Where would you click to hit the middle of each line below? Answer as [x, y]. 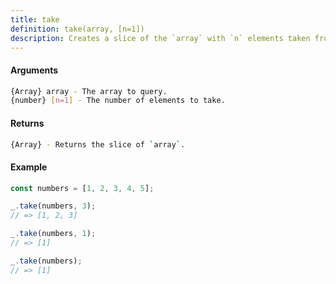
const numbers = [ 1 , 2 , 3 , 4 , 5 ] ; [82, 188]
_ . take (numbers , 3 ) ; [53, 206]
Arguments [34, 70]
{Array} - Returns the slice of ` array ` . [98, 144]
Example [29, 167]
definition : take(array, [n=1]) [77, 29]
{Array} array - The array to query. [89, 91]
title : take [35, 19]
